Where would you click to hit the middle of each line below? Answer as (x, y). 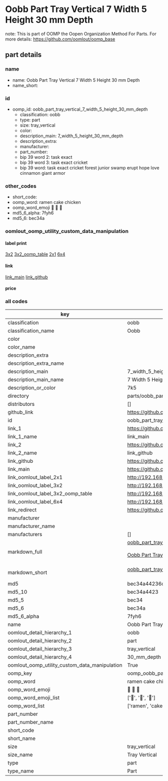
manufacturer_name (31, 526)
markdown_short (27, 573)
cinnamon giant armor (43, 173)
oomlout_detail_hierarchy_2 (40, 641)
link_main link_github (27, 277)
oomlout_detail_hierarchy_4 (40, 657)
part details (23, 55)
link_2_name (22, 453)
